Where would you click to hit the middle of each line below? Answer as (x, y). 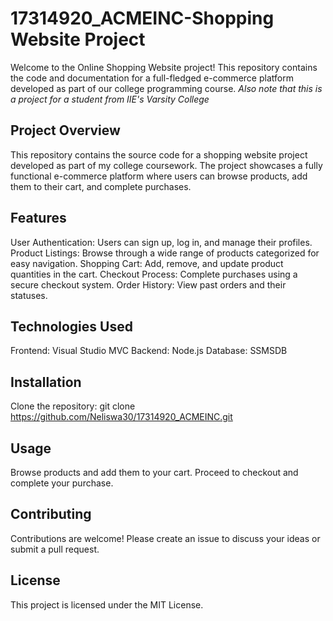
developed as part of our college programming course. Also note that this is (166, 88)
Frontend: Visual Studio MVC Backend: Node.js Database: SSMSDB (149, 351)
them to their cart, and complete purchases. (101, 186)
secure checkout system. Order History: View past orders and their (148, 284)
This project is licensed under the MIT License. (107, 604)
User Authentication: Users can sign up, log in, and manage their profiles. (161, 242)
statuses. (29, 295)
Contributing (51, 514)
